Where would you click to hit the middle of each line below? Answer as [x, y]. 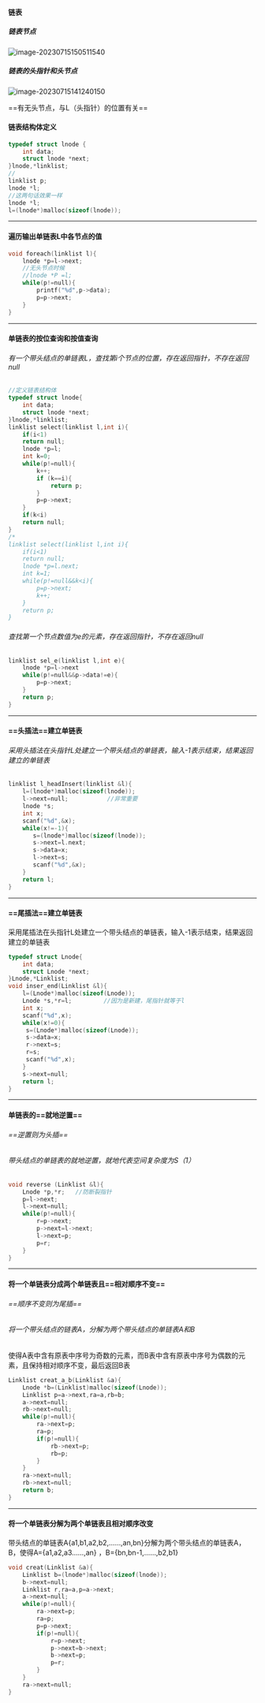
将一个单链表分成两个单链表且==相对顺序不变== [87, 1284]
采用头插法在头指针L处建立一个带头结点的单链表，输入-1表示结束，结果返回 [131, 750]
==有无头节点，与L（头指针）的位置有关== [78, 107]
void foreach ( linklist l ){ [52, 253]
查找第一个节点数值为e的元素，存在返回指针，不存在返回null [106, 636]
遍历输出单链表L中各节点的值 [55, 237]
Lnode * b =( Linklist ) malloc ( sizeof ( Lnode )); [95, 1388]
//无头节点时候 [44, 268]
